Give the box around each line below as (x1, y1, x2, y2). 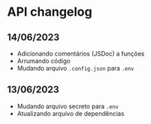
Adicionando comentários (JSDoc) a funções (16, 49, 145, 58)
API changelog (7, 4, 93, 20)
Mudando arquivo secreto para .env (16, 102, 119, 110)
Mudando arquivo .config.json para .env (16, 64, 135, 72)
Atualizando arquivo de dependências (16, 109, 125, 117)
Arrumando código (16, 57, 71, 65)
